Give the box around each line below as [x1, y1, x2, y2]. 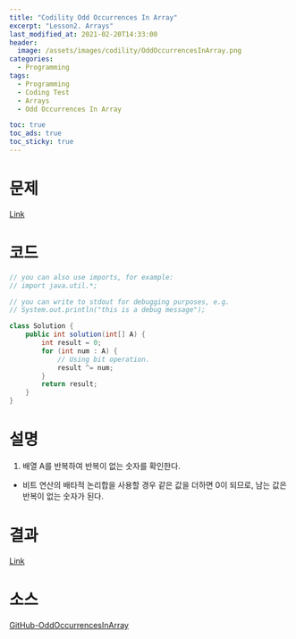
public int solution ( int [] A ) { [25, 330, 146, 340]
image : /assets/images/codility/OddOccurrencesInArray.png [17, 46, 242, 55]
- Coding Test [17, 88, 70, 97]
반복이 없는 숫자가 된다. [21, 491, 105, 501]
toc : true [9, 121, 47, 130]
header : [9, 38, 38, 47]
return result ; [41, 380, 98, 389]
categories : [9, 55, 54, 63]
